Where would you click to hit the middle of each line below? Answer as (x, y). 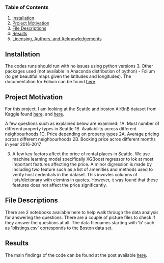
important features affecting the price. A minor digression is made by (82, 164)
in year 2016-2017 (23, 144)
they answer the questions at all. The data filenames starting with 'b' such (80, 222)
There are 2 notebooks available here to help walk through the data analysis (82, 212)
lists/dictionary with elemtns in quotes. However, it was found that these (85, 180)
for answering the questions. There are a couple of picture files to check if (80, 217)
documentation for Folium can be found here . (51, 82)
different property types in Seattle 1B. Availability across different (71, 128)
